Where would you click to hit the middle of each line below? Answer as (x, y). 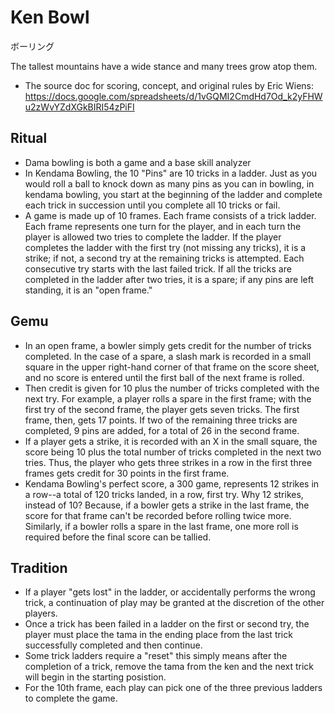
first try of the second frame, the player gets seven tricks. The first (162, 409)
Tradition (39, 567)
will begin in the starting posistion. (95, 677)
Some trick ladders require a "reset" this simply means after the (156, 656)
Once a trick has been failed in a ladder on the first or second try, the (167, 624)
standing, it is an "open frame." (88, 290)
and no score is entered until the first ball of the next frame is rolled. (164, 377)
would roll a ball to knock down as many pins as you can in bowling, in (169, 183)
